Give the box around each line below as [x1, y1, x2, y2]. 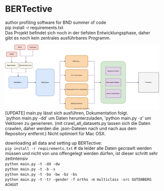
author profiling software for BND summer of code [5, 19, 106, 25]
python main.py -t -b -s [5, 167, 56, 172]
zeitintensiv [5, 156, 28, 161]
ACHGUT [5, 182, 19, 188]
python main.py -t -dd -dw [5, 162, 60, 167]
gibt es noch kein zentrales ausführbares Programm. [5, 35, 111, 41]
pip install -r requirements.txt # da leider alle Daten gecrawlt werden [5, 145, 152, 151]
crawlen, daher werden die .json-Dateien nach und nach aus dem [5, 125, 137, 132]
